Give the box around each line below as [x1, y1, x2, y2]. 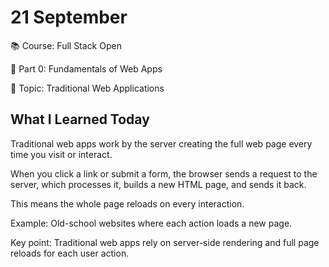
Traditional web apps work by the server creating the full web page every [10, 137, 313, 150]
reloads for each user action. [10, 247, 130, 259]
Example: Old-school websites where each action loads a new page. [10, 217, 293, 229]
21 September [10, 6, 128, 29]
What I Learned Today [10, 111, 150, 128]
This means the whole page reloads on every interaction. [10, 197, 245, 210]
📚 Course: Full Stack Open [10, 39, 122, 51]
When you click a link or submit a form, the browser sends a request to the [10, 167, 318, 180]
